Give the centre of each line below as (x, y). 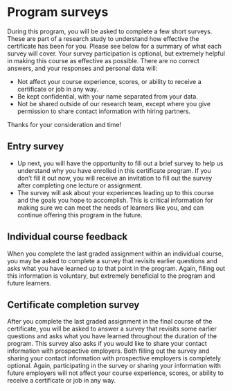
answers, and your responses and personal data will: (82, 68)
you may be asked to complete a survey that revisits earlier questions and (113, 260)
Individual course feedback (68, 237)
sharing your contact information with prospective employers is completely (114, 358)
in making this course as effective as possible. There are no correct (103, 60)
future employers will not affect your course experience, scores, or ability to (115, 373)
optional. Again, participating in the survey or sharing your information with (114, 366)
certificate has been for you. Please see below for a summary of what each (114, 46)
